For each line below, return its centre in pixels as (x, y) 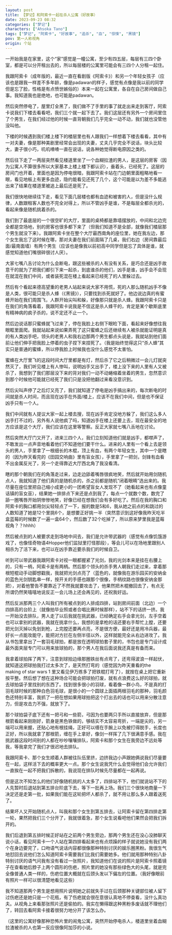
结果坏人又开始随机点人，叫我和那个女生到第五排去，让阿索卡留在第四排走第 (86, 811)
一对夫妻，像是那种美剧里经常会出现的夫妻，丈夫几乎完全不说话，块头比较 (84, 143)
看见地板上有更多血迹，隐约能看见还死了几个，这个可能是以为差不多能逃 (90, 179)
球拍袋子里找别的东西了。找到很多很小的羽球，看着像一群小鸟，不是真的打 (88, 684)
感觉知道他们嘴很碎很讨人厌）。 (38, 252)
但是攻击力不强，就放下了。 (43, 704)
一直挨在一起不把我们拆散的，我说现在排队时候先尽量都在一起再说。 (77, 770)
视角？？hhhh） (22, 525)
